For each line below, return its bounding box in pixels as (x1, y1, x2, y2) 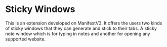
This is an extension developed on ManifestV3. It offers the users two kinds (5, 20, 162, 26)
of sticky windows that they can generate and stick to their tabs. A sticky (5, 25, 157, 31)
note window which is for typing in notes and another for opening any (5, 30, 150, 36)
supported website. (5, 36, 46, 42)
